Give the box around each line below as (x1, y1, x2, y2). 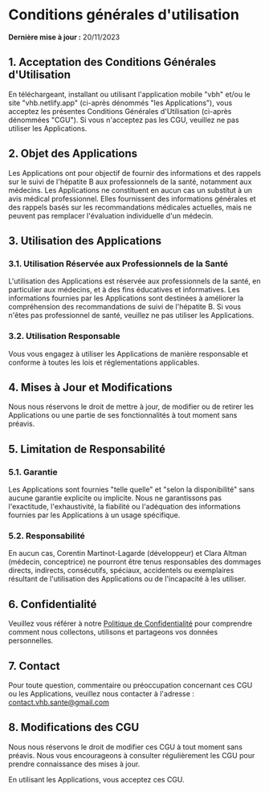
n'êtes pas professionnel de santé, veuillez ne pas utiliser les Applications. (8, 311, 255, 320)
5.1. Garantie (8, 466, 58, 477)
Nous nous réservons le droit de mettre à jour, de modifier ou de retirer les (8, 402, 255, 411)
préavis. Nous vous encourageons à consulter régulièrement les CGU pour (8, 750, 255, 760)
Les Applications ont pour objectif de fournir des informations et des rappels (8, 168, 262, 178)
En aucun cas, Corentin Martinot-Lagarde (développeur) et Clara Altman (8, 549, 247, 558)
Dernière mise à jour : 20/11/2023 (8, 32, 120, 42)
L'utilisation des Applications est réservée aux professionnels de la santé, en (8, 276, 261, 286)
